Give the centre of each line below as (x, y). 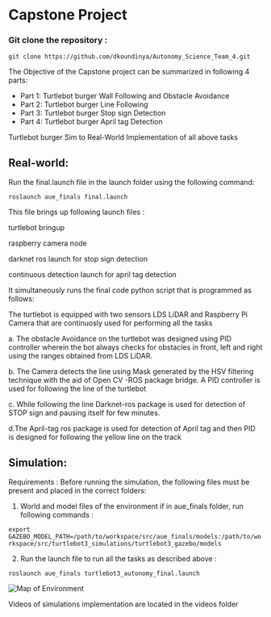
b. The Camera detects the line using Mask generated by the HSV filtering (131, 371)
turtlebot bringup (37, 228)
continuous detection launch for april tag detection (93, 275)
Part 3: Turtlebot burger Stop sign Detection (93, 113)
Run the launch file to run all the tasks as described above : (118, 559)
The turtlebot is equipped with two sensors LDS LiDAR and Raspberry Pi (128, 315)
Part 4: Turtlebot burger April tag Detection (91, 122)
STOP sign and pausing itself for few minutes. (84, 413)
